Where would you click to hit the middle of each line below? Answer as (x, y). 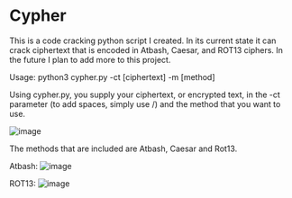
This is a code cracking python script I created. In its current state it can (143, 40)
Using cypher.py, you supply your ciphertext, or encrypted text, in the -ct (145, 94)
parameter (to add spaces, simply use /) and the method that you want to (145, 103)
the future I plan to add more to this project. (90, 59)
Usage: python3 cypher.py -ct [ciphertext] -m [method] (112, 76)
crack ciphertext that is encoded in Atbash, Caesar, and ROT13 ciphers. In (146, 49)
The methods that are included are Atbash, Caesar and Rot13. (123, 148)
